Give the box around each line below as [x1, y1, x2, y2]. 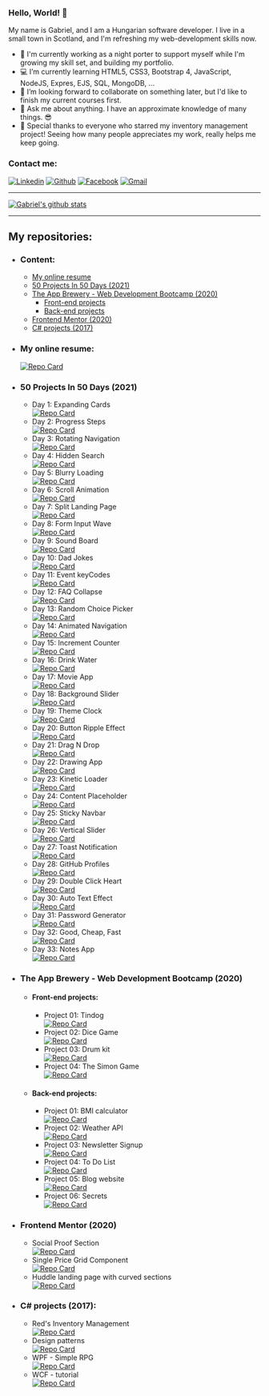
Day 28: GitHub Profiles [31, 859, 110, 868]
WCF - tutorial [31, 1370, 78, 1379]
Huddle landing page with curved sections [31, 1272, 172, 1281]
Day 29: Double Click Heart [31, 876, 122, 886]
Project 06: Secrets [43, 1191, 108, 1201]
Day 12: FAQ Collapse [31, 586, 102, 596]
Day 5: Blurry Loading [31, 468, 104, 477]
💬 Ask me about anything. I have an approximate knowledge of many [19, 104, 247, 114]
